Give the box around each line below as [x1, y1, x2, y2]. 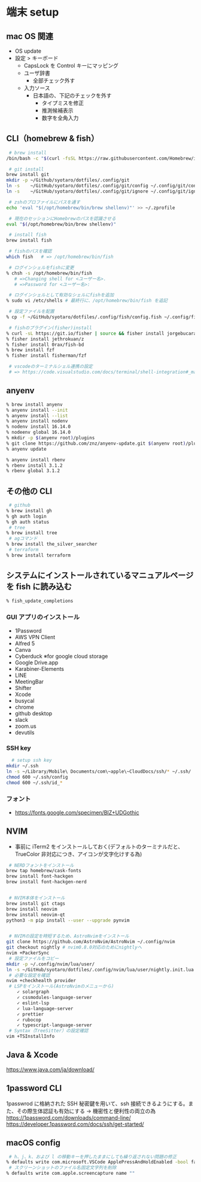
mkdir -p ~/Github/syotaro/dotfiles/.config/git [6, 177, 130, 183]
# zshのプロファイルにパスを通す [8, 199, 81, 205]
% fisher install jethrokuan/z [6, 336, 84, 342]
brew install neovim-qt [6, 911, 66, 917]
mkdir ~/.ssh [6, 762, 39, 769]
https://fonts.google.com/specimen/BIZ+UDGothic [14, 809, 139, 816]
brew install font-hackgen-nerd [6, 879, 87, 885]
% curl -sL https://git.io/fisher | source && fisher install [6, 330, 165, 336]
